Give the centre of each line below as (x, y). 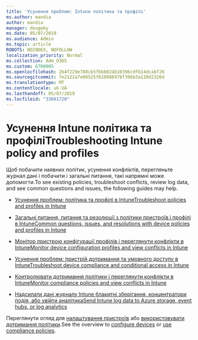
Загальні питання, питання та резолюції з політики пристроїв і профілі (103, 217)
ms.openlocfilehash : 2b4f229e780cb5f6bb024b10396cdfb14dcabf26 (85, 72)
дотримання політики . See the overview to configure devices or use (89, 324)
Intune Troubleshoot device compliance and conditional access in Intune (102, 265)
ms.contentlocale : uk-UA (37, 88)
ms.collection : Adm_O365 (37, 61)
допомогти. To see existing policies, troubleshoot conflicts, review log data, (98, 182)
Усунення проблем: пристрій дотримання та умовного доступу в (96, 259)
